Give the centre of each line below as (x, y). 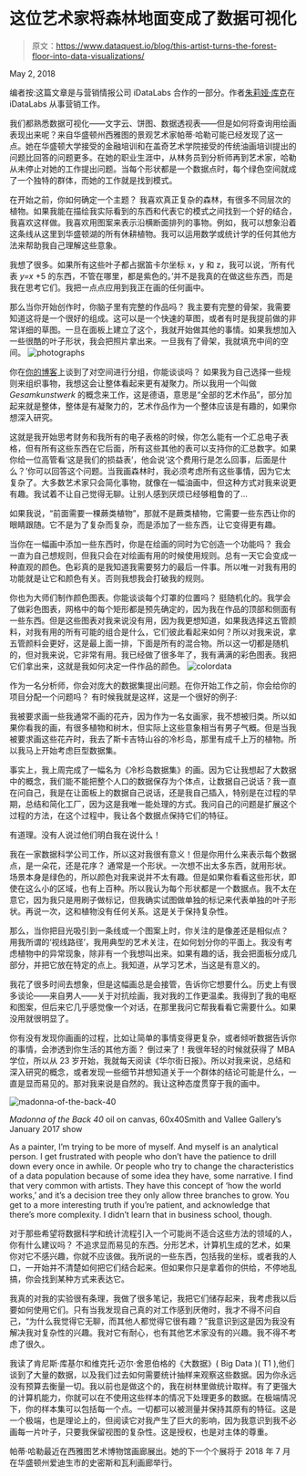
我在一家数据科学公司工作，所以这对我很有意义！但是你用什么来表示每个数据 (153, 854)
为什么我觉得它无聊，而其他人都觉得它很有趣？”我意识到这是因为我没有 (162, 1321)
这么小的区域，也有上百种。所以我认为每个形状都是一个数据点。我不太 (157, 888)
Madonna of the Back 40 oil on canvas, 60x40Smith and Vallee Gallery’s (146, 1119)
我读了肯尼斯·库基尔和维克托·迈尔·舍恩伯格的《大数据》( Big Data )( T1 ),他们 (152, 1363)
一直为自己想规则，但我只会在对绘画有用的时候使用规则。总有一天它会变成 (149, 555)
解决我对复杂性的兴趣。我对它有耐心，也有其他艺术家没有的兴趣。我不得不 (149, 1332)
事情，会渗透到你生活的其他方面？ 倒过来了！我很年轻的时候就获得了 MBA (156, 1049)
